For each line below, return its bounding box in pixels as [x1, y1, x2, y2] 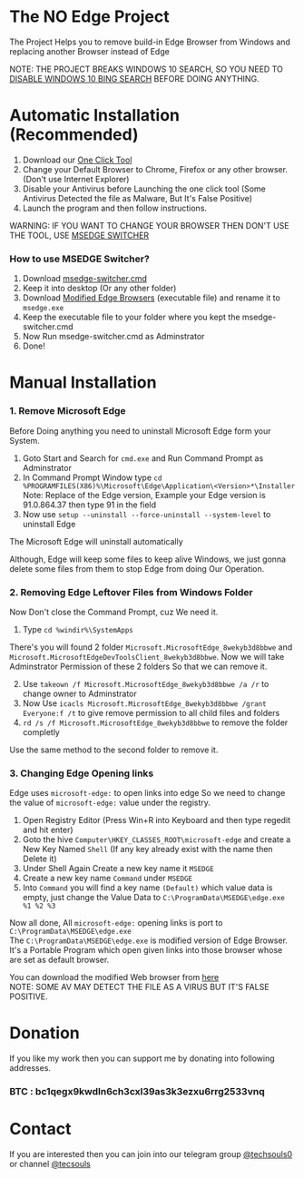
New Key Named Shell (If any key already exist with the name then [22, 844, 274, 855]
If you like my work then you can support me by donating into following [9, 1053, 275, 1064]
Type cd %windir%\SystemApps [22, 623, 133, 634]
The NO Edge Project [9, 6, 170, 27]
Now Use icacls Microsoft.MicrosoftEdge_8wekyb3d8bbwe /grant [22, 697, 267, 709]
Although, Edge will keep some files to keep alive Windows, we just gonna [9, 554, 287, 564]
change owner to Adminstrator [22, 688, 138, 699]
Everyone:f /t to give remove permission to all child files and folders [22, 707, 280, 718]
